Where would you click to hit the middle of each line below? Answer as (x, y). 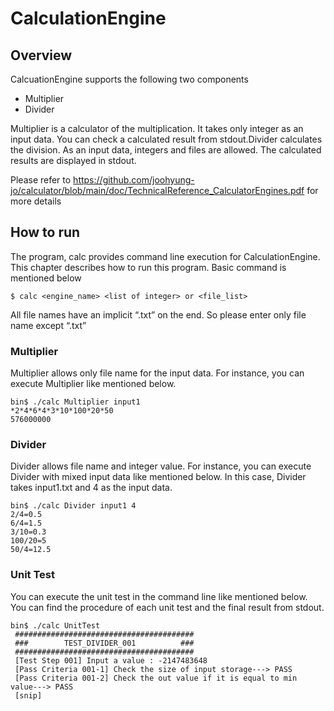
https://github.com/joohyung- (134, 180)
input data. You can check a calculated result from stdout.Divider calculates (166, 139)
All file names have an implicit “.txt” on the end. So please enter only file (158, 314)
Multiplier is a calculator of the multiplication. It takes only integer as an (157, 128)
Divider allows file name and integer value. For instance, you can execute (161, 466)
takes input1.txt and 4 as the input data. (91, 488)
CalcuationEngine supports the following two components (129, 79)
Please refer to (41, 180)
